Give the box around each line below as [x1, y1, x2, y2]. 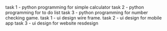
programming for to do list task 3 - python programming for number [5, 9, 149, 15]
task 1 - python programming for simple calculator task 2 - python [5, 4, 144, 10]
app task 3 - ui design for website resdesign [5, 20, 98, 26]
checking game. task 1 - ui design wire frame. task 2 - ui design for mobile [5, 15, 162, 20]
